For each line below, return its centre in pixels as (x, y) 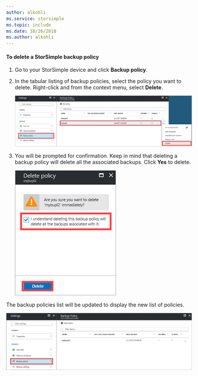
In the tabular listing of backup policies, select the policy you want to (98, 81)
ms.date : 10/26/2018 (32, 31)
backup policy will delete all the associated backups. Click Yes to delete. (103, 162)
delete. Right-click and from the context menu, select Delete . (89, 88)
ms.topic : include (29, 25)
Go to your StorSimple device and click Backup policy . (81, 70)
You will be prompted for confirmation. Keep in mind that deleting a (96, 155)
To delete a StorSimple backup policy (52, 56)
